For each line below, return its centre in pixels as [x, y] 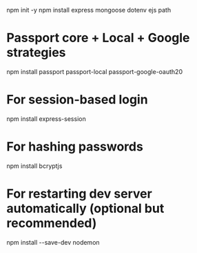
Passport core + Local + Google [98, 38]
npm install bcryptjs [34, 166]
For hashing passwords [75, 147]
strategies [36, 53]
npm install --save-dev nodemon [53, 242]
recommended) [52, 223]
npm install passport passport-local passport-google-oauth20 [95, 71]
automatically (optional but [85, 208]
